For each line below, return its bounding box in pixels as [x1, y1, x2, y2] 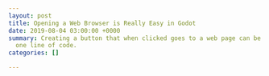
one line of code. [15, 42, 78, 50]
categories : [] [8, 49, 60, 57]
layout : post [8, 11, 52, 20]
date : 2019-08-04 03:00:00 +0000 [8, 26, 121, 34]
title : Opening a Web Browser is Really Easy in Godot [8, 19, 197, 27]
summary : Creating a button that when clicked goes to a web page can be [8, 34, 262, 42]
